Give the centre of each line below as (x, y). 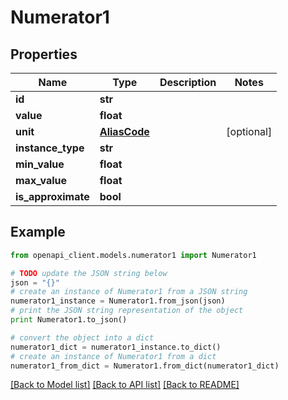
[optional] (249, 131)
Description (188, 82)
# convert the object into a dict (82, 337)
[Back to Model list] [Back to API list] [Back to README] (125, 385)
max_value (41, 180)
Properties (44, 54)
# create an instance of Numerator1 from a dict (113, 356)
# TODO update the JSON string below (89, 273)
